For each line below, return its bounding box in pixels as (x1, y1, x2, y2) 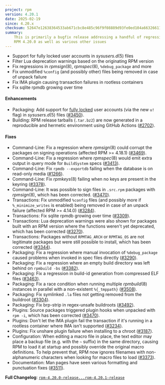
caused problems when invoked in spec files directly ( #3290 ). (12, 255, 138, 261)
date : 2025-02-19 (5, 16, 41, 21)
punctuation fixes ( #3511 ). (12, 365, 65, 371)
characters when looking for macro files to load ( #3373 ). (41, 354, 156, 360)
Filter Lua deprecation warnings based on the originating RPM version (12, 58, 154, 64)
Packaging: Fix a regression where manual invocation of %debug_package (12, 250, 158, 256)
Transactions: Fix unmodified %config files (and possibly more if (12, 197, 141, 203)
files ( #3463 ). (12, 276, 40, 282)
